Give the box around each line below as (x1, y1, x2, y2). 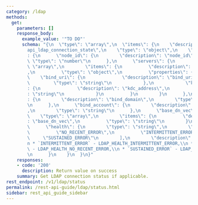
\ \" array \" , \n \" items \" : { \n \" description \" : (27, 63, 192, 70)
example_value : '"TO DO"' (21, 36, 85, 42)
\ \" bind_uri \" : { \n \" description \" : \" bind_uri (27, 74, 194, 80)
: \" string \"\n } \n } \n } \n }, (27, 91, 189, 97)
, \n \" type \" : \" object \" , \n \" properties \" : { (27, 69, 194, 75)
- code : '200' (16, 162, 51, 168)
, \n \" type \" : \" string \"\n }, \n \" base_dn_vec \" (27, 108, 196, 113)
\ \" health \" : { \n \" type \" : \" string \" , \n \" (27, 124, 194, 130)
